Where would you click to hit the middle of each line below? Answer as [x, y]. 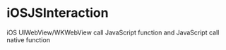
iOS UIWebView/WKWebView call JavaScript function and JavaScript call [113, 32]
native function [29, 39]
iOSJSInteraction [58, 13]
